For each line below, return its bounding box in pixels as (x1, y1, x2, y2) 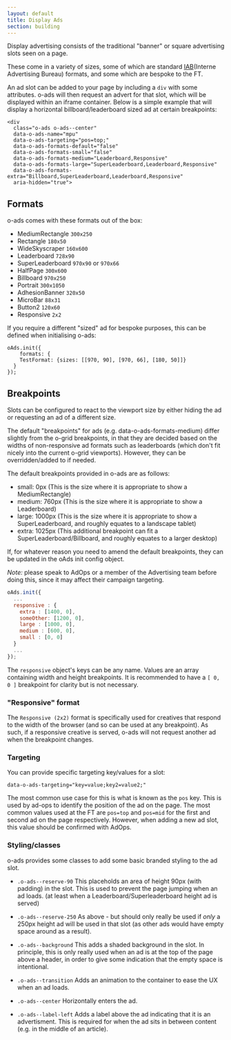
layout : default (7, 10, 54, 17)
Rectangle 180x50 (17, 237, 67, 245)
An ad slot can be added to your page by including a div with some (7, 84, 198, 92)
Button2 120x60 (17, 303, 61, 312)
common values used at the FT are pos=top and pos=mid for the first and (7, 809, 210, 817)
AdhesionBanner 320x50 (17, 288, 85, 297)
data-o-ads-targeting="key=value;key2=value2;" (7, 782, 147, 788)
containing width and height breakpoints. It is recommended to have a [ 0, (7, 673, 221, 681)
